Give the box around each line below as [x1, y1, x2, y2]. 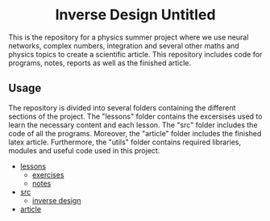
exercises [31, 169, 64, 179]
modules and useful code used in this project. [8, 145, 160, 155]
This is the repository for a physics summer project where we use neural [8, 32, 249, 42]
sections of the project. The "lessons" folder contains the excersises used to [8, 111, 263, 121]
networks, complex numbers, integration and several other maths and [8, 40, 239, 50]
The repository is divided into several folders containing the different [8, 102, 236, 112]
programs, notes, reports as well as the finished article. [8, 58, 192, 68]
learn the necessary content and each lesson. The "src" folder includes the [8, 119, 258, 130]
